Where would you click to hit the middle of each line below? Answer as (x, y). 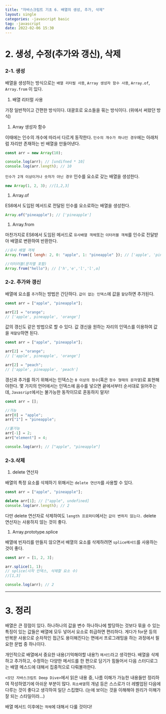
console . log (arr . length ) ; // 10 (38, 167)
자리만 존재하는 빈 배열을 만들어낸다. (45, 143)
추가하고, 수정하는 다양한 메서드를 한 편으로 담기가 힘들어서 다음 (75, 661)
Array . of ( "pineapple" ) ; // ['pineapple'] (48, 215)
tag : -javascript (23, 24)
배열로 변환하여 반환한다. (34, 240)
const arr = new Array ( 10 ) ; (34, 153)
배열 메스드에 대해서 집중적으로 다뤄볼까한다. (53, 667)
